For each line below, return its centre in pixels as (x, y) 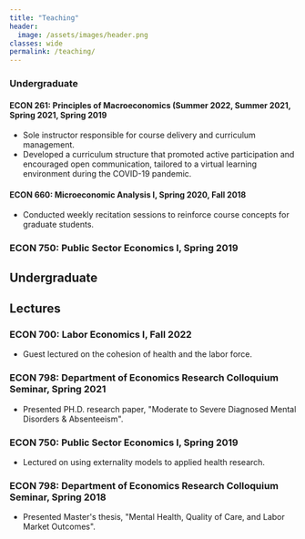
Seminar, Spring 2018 (58, 497)
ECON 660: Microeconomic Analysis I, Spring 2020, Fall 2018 (128, 194)
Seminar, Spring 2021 (58, 390)
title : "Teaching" (44, 18)
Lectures (35, 309)
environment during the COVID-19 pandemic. (107, 174)
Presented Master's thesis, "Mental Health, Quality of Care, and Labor (153, 517)
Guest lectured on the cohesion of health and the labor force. (137, 354)
